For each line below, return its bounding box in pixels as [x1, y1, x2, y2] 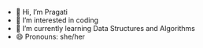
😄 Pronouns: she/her [15, 32, 85, 41]
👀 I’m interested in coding [15, 15, 99, 25]
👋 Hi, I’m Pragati [15, 8, 68, 16]
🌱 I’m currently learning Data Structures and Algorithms [15, 24, 195, 33]
